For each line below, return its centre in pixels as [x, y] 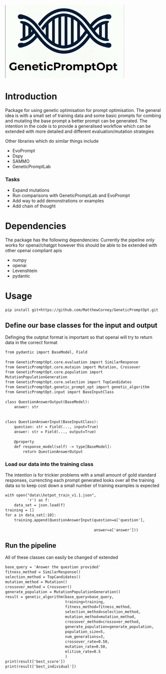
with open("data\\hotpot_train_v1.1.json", [51, 495]
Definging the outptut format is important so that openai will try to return [79, 337]
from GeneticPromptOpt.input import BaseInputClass [59, 392]
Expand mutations [31, 190]
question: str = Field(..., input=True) [56, 427]
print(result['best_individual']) [41, 667]
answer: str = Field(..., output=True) [55, 432]
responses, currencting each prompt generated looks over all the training [80, 481]
